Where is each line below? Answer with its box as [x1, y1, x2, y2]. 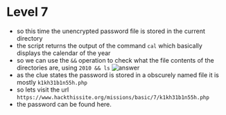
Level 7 [6, 4, 49, 20]
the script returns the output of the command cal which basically [16, 41, 202, 50]
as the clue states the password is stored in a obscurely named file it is [16, 70, 219, 79]
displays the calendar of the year [16, 49, 111, 57]
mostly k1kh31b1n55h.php [16, 78, 88, 86]
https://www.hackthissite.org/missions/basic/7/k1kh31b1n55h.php [16, 94, 209, 101]
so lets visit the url [16, 85, 69, 94]
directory [16, 34, 43, 42]
